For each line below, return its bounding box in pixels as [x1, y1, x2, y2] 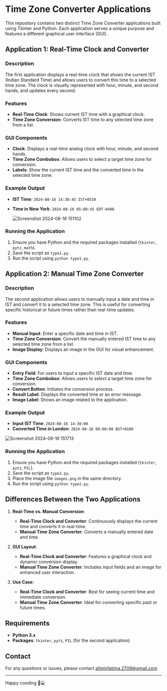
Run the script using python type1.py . [12, 255, 89, 261]
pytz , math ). [12, 244, 36, 250]
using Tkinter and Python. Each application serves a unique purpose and [5, 25, 154, 31]
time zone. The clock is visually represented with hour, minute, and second [5, 82, 159, 88]
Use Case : [12, 579, 34, 585]
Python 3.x [12, 632, 36, 638]
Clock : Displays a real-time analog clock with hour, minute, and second [12, 146, 159, 152]
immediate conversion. [19, 594, 67, 600]
